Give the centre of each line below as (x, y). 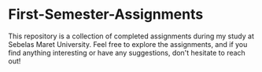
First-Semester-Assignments (106, 14)
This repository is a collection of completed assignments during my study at (131, 36)
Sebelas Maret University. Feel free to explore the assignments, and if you (128, 44)
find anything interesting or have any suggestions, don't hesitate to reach (127, 52)
